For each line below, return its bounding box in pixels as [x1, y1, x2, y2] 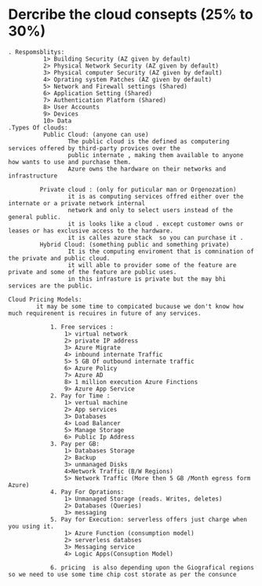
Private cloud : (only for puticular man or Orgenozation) [39, 185, 237, 193]
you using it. [8, 522, 55, 530]
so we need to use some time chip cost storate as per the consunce [8, 570, 237, 578]
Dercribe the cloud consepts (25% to [8, 5, 253, 24]
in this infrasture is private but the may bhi [67, 275, 226, 283]
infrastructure [8, 171, 58, 180]
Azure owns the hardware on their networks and [67, 165, 226, 173]
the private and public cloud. [8, 254, 111, 262]
